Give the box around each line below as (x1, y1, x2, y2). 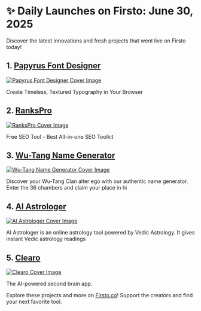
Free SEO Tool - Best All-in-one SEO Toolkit (6, 133, 114, 140)
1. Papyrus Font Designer (6, 61, 101, 71)
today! (6, 43, 22, 50)
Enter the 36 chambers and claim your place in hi (6, 184, 127, 191)
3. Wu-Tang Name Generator (6, 150, 115, 160)
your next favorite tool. (6, 298, 62, 305)
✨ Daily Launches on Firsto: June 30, (6, 4, 193, 18)
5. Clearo (6, 252, 41, 263)
